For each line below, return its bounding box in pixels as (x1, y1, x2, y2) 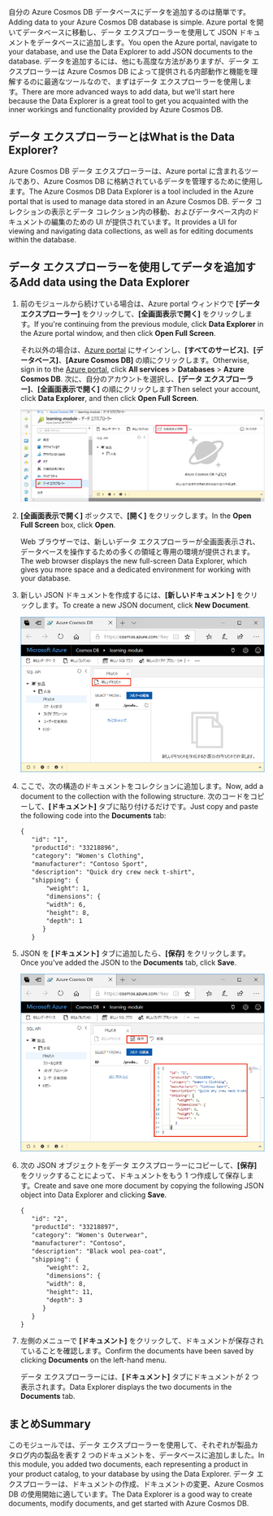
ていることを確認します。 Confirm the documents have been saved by (19, 1346, 254, 1356)
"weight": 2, (45, 1264, 90, 1272)
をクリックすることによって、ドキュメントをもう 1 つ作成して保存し (19, 1170, 247, 1181)
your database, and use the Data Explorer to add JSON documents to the (8, 47, 253, 56)
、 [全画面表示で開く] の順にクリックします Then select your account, (30, 384, 261, 394)
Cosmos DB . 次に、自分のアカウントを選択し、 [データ (19, 373, 203, 384)
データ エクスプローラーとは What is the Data (8, 130, 236, 144)
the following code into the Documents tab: (19, 810, 167, 820)
